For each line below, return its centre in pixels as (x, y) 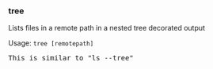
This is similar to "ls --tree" (71, 58)
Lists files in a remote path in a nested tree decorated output (107, 28)
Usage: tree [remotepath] (51, 43)
